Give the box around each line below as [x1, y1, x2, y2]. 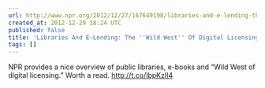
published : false [8, 26, 65, 34]
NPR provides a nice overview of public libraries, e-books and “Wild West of [8, 62, 256, 71]
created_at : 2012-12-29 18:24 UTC [8, 19, 122, 27]
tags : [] [8, 41, 37, 49]
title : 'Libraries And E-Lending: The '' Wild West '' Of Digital [8, 33, 224, 42]
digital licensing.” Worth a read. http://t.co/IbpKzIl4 [8, 71, 174, 80]
